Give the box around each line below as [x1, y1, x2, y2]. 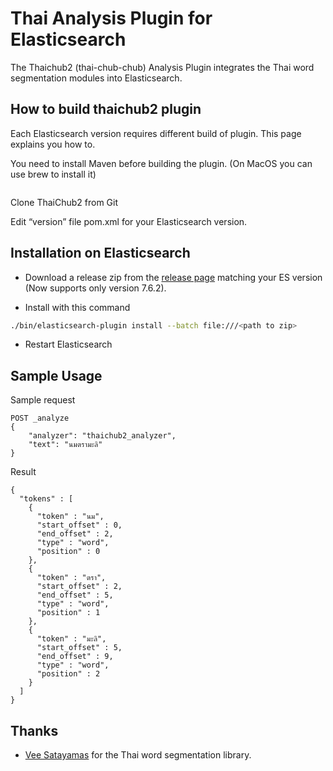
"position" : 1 [36, 608, 101, 618]
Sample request [10, 394, 76, 406]
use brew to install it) [10, 168, 97, 180]
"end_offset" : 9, [36, 652, 114, 662]
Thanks [10, 722, 59, 739]
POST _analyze [10, 413, 70, 424]
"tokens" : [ [19, 494, 74, 504]
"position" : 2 [36, 669, 101, 679]
